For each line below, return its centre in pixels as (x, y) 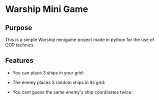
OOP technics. (20, 45)
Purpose (19, 28)
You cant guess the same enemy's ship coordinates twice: (72, 92)
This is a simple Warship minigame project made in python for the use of (80, 39)
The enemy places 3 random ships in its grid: (59, 82)
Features (19, 61)
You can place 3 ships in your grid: (48, 72)
